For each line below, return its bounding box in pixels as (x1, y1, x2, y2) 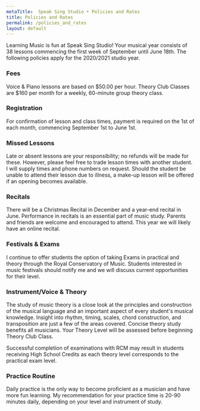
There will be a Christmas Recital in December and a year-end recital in (6, 206, 181, 214)
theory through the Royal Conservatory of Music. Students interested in (6, 260, 182, 267)
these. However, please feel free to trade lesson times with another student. (6, 159, 193, 166)
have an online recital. (6, 225, 61, 233)
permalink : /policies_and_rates (6, 20, 87, 26)
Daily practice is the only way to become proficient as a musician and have (6, 385, 190, 393)
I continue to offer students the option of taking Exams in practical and (6, 254, 180, 261)
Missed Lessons (6, 138, 55, 147)
